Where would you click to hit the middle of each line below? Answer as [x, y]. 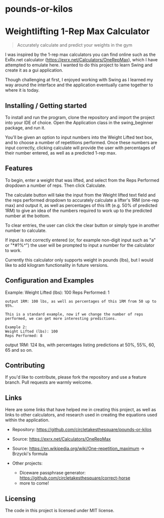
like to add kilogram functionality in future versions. [57, 265]
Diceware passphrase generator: [52, 473]
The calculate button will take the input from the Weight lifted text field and [80, 195]
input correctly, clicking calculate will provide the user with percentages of [80, 148]
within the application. [27, 420]
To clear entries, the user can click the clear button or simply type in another [82, 225]
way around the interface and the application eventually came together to [79, 85]
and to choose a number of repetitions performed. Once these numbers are [81, 142]
